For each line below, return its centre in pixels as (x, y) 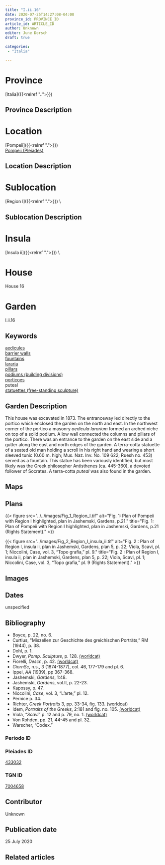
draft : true (17, 38)
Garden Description (36, 406)
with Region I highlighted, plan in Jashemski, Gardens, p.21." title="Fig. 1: (80, 521)
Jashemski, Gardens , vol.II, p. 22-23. (50, 683)
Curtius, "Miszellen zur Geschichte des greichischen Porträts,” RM (80, 640)
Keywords (21, 336)
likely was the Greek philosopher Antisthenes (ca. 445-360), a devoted (78, 466)
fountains (15, 359)
